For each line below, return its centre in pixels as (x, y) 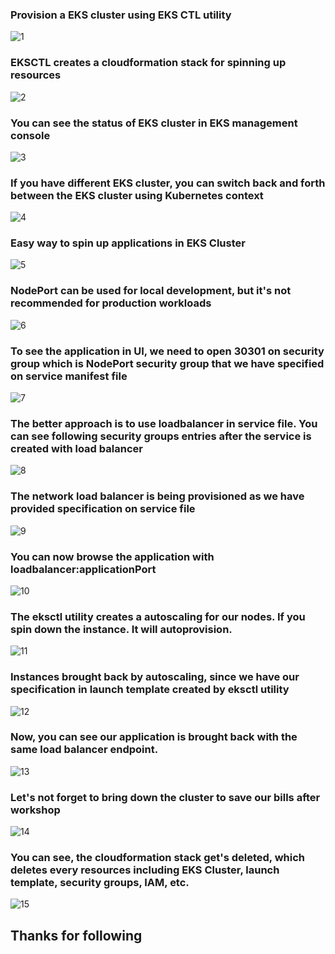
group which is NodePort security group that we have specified (167, 363)
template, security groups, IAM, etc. (100, 883)
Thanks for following (76, 935)
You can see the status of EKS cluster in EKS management (154, 123)
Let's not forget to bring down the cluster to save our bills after (165, 797)
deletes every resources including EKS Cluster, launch (145, 870)
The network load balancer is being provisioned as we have (157, 496)
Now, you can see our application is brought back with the (154, 737)
